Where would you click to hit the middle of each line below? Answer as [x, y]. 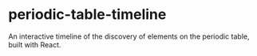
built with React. [35, 44]
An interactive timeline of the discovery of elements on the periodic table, [129, 36]
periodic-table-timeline [87, 15]
